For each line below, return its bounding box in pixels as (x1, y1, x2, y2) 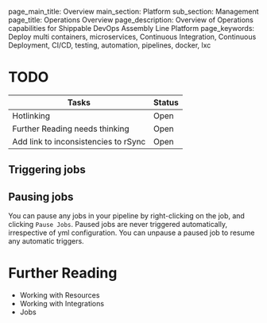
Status (153, 97, 179, 108)
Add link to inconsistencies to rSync (12, 136, 146, 147)
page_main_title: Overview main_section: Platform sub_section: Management (8, 7, 259, 16)
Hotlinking (12, 110, 50, 121)
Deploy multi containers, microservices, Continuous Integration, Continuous (8, 32, 257, 41)
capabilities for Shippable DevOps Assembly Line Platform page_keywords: (8, 24, 255, 33)
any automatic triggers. (8, 236, 85, 246)
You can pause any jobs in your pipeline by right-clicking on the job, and (8, 211, 245, 221)
